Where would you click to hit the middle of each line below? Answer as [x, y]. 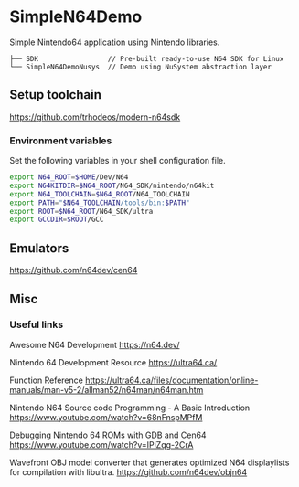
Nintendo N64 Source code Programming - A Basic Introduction [130, 408]
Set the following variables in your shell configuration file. [117, 161]
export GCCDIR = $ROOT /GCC [57, 220]
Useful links [37, 324]
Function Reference [47, 380]
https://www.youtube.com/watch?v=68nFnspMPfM [106, 417]
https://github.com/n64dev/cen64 [74, 270]
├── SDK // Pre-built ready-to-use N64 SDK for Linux [147, 58]
